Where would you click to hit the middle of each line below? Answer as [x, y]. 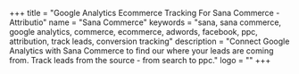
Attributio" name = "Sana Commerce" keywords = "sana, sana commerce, [145, 22]
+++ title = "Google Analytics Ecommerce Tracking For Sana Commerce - [145, 13]
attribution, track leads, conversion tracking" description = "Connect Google [149, 41]
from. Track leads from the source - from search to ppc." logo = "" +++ [140, 60]
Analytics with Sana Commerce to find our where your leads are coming [141, 51]
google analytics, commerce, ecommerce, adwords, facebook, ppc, [134, 32]
